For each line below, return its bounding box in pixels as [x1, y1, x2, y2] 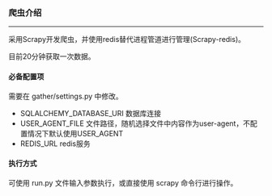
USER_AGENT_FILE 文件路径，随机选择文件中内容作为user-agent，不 [19, 119, 251, 128]
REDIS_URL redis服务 [19, 139, 91, 148]
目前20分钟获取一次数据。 [8, 52, 96, 61]
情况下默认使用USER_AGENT [27, 128, 124, 138]
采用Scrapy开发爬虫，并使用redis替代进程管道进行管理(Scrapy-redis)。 [8, 35, 245, 44]
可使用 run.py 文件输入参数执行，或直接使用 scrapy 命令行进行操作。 [8, 177, 238, 187]
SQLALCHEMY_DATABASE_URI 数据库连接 [19, 108, 162, 118]
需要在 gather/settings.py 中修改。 [8, 91, 123, 101]
